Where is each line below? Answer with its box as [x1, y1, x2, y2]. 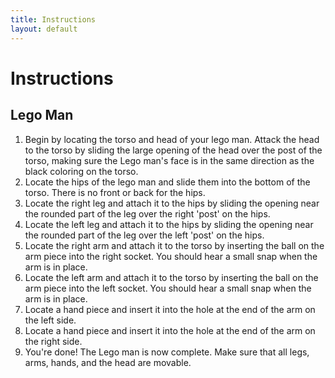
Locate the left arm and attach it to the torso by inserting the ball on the [24, 271, 319, 283]
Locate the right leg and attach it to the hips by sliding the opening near [24, 197, 320, 209]
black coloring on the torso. [24, 165, 139, 177]
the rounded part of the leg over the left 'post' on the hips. [24, 229, 265, 241]
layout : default [10, 24, 78, 34]
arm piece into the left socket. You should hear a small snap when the [24, 282, 312, 294]
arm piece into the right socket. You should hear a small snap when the [24, 250, 318, 262]
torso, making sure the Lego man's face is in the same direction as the [24, 154, 315, 166]
